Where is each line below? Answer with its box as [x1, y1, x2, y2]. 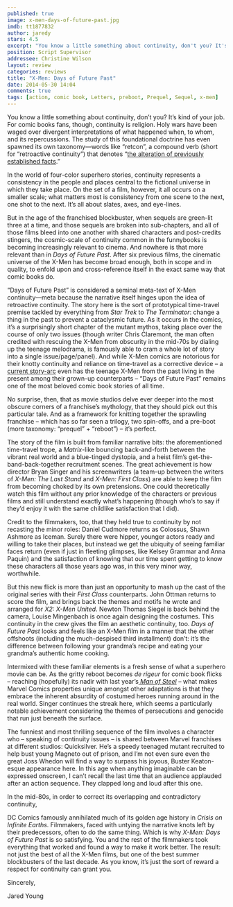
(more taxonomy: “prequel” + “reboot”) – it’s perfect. [7, 424, 157, 433]
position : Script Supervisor [7, 49, 92, 56]
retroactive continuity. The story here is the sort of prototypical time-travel [7, 301, 220, 309]
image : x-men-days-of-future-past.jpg [7, 17, 119, 24]
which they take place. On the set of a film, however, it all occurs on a [7, 185, 206, 193]
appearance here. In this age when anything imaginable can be [26, 764, 207, 772]
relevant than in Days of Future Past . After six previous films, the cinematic [7, 250, 221, 259]
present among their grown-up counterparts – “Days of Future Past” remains [7, 374, 226, 382]
